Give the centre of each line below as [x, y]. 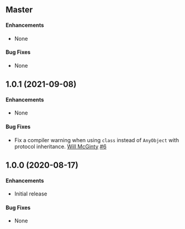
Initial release [31, 194]
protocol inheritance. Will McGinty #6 [60, 146]
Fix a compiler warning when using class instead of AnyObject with [96, 140]
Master [19, 10]
